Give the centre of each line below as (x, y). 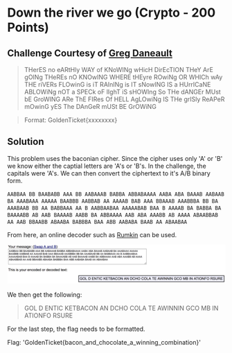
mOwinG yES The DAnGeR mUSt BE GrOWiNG (90, 106)
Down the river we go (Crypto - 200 (111, 13)
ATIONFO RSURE (48, 316)
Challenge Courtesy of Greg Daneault (90, 53)
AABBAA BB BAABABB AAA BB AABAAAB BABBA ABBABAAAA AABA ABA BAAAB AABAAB (116, 194)
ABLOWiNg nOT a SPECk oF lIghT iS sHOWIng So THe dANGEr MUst (123, 92)
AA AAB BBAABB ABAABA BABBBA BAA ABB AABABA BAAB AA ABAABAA (97, 222)
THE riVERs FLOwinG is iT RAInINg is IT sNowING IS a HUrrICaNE (117, 84)
